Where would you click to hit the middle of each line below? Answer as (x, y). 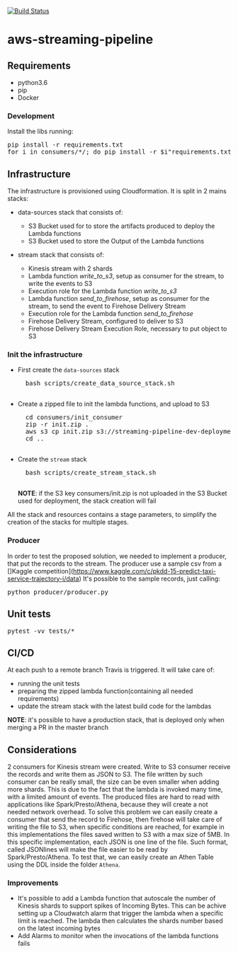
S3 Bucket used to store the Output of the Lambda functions (116, 241)
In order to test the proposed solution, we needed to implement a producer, (117, 556)
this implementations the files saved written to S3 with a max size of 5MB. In (119, 835)
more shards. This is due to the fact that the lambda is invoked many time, (115, 789)
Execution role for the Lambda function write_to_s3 (102, 291)
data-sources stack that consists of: (70, 212)
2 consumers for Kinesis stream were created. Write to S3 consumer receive (119, 767)
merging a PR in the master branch (58, 727)
